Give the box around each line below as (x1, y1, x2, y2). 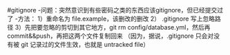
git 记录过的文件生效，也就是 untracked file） (20, 41, 150, 48)
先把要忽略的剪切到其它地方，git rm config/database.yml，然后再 (24, 23, 211, 31)
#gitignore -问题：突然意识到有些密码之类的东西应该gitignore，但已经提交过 (7, 6, 224, 14)
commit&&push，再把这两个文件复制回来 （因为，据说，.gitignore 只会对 (7, 32, 214, 40)
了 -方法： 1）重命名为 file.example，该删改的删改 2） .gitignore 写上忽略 (7, 14, 215, 23)
